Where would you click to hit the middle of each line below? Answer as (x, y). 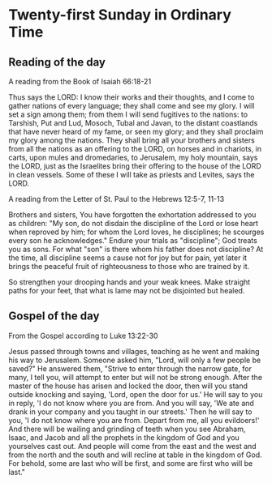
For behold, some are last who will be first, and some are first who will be (131, 463)
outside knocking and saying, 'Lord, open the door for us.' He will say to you (136, 394)
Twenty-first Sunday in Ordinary (120, 15)
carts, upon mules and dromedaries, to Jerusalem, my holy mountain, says (133, 157)
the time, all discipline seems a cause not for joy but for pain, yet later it (128, 258)
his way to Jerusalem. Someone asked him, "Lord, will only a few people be (135, 360)
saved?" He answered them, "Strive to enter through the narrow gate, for (130, 368)
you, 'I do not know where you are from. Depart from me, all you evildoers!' (134, 420)
